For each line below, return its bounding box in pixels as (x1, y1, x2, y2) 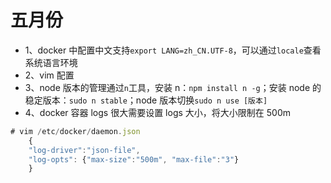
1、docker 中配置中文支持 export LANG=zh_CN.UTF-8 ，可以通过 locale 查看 (24, 44, 322, 56)
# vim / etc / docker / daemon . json (10, 126, 141, 136)
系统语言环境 (24, 56, 78, 68)
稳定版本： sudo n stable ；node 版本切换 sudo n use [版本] (24, 94, 268, 106)
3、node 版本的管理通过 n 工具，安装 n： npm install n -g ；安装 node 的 (24, 81, 322, 93)
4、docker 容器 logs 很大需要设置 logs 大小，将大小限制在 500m (24, 106, 291, 118)
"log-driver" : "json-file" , (28, 145, 141, 155)
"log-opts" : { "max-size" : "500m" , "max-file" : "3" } (28, 154, 240, 165)
